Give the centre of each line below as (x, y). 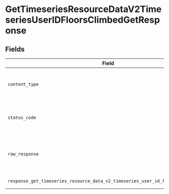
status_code (22, 117)
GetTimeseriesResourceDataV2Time (83, 9)
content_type (23, 84)
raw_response (23, 154)
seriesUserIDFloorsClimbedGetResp (82, 20)
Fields (15, 49)
